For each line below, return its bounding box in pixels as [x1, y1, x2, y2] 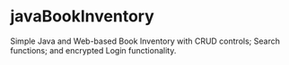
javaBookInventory [10, 6, 155, 27]
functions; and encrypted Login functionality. [10, 45, 177, 55]
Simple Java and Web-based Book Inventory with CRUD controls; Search [10, 36, 281, 46]
